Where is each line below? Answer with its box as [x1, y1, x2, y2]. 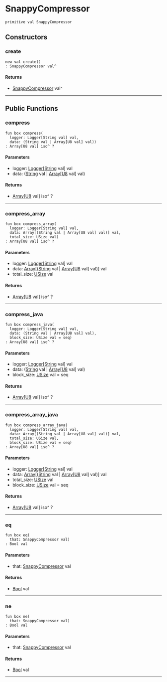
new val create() [5, 59, 41, 64]
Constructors [5, 33, 48, 41]
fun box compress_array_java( [5, 422, 68, 428]
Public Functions [5, 104, 58, 113]
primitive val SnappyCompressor [5, 19, 72, 24]
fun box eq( [5, 533, 30, 538]
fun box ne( [5, 614, 30, 619]
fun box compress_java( [5, 322, 55, 327]
